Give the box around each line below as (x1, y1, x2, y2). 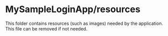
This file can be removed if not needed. (5, 25, 88, 31)
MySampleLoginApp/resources (5, 4, 141, 15)
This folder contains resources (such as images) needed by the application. (5, 20, 163, 26)
